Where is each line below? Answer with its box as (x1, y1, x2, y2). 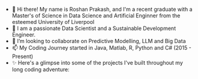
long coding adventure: (11, 66, 70, 73)
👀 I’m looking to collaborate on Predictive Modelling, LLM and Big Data (11, 38, 186, 44)
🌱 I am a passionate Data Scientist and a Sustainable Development (11, 25, 176, 32)
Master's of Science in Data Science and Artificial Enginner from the (11, 12, 181, 19)
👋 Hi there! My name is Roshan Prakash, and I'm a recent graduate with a (11, 6, 193, 13)
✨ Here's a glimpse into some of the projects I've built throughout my (11, 59, 183, 66)
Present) (11, 53, 34, 60)
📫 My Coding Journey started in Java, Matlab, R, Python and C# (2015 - (11, 44, 192, 51)
